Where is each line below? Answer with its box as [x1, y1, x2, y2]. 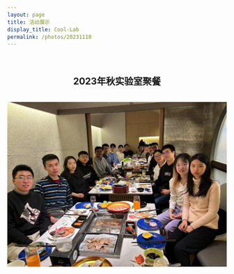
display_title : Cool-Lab [7, 26, 79, 33]
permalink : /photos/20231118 [7, 33, 92, 40]
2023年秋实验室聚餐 [72, 75, 162, 87]
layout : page [7, 11, 45, 18]
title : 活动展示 [7, 18, 50, 26]
